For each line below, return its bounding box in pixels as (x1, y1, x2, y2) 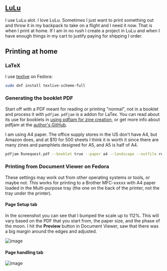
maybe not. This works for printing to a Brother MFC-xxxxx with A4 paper (5, 179, 156, 185)
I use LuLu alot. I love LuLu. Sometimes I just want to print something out (5, 17, 154, 23)
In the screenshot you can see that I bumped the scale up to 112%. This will (5, 213, 159, 218)
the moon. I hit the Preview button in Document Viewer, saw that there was (5, 223, 159, 229)
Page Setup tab (5, 202, 38, 208)
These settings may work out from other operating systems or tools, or (5, 174, 150, 180)
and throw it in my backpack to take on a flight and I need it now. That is (5, 22, 153, 28)
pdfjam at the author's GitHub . (5, 121, 68, 128)
